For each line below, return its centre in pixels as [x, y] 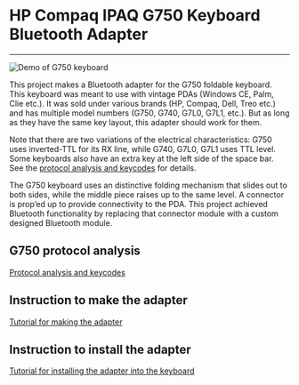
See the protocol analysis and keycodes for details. [103, 168]
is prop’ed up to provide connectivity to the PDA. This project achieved [139, 204]
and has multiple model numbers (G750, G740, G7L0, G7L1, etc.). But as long [149, 113]
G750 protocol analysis [75, 251]
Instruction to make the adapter [99, 300]
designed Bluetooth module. [61, 222]
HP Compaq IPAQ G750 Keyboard [135, 16]
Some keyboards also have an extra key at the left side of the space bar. [141, 158]
